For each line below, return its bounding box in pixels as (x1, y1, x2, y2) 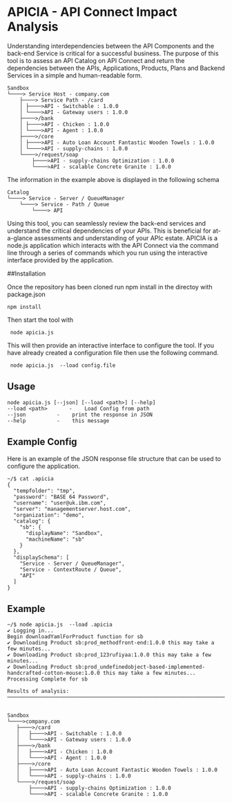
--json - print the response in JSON (7, 411, 153, 418)
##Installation (7, 269, 46, 278)
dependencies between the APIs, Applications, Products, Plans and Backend (7, 64, 225, 72)
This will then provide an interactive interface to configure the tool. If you (7, 341, 215, 350)
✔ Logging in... (7, 627, 54, 634)
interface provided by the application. (7, 255, 114, 264)
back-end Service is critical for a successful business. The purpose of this (7, 49, 219, 57)
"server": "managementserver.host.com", (13, 505, 131, 512)
